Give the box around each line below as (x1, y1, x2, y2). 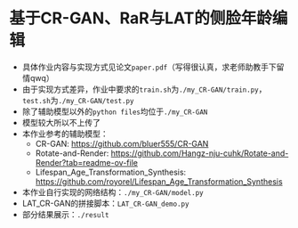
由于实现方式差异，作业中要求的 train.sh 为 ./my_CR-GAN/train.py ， (21, 84, 267, 94)
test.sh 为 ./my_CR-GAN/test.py (21, 94, 134, 105)
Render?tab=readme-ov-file (35, 157, 138, 167)
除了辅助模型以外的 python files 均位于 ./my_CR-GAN (21, 106, 208, 117)
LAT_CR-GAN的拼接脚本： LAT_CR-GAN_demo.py (21, 198, 189, 208)
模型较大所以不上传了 (21, 117, 101, 127)
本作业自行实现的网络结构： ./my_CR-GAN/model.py (21, 186, 204, 197)
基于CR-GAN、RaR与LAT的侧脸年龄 (9, 8, 273, 28)
